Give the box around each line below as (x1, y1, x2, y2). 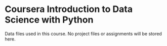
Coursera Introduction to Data (5, 3, 133, 15)
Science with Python (5, 14, 94, 25)
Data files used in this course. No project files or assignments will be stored (5, 30, 162, 36)
